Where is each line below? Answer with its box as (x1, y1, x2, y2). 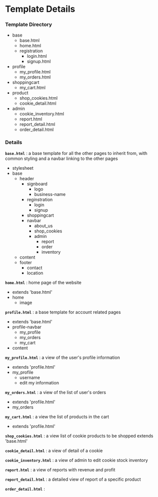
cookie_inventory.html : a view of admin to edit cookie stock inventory (5, 457, 148, 463)
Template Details (5, 3, 75, 15)
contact (26, 265, 43, 270)
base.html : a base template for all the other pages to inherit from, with (5, 150, 148, 156)
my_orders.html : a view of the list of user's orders (5, 389, 106, 395)
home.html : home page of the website (5, 279, 82, 285)
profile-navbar (12, 324, 42, 330)
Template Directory (5, 21, 53, 28)
